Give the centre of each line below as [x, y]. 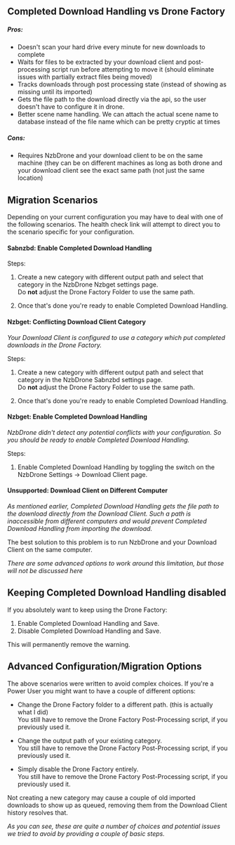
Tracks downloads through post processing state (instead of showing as [122, 84]
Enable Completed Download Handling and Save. [88, 623]
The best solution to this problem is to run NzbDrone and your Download [112, 542]
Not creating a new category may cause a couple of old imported [101, 797]
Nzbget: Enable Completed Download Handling [77, 417]
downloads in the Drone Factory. [54, 345]
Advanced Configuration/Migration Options [105, 667]
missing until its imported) [55, 92]
